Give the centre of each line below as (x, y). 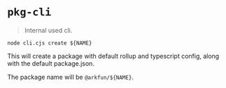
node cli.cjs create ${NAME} (50, 43)
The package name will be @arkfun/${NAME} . (71, 77)
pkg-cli (29, 12)
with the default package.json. (51, 63)
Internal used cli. (48, 30)
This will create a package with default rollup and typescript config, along (113, 56)
